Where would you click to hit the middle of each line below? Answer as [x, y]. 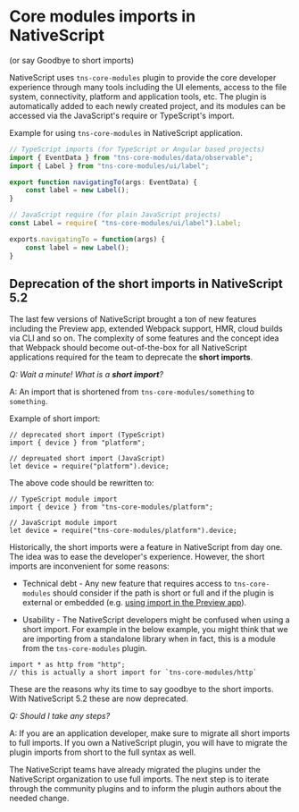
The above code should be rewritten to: [82, 483]
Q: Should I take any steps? [60, 716]
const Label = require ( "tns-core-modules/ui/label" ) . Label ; [125, 224]
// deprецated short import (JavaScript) [87, 459]
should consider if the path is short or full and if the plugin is [163, 593]
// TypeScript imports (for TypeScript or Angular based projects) [137, 149]
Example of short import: [55, 419]
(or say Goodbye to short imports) [72, 60]
